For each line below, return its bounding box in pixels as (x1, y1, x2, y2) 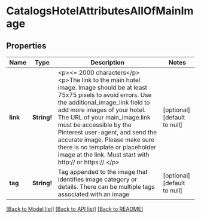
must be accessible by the (57, 121, 132, 129)
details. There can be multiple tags (57, 183, 156, 191)
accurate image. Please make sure (57, 136, 155, 144)
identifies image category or (57, 175, 138, 183)
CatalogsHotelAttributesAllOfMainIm (6, 4, 194, 18)
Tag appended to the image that (57, 168, 148, 176)
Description (90, 59, 124, 66)
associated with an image (57, 190, 130, 198)
